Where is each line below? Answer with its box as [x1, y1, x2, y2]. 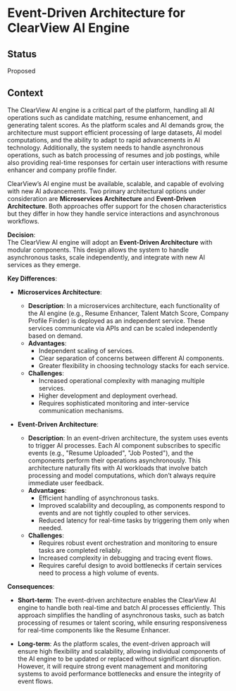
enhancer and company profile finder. [7, 166, 118, 174]
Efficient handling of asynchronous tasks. [38, 494, 159, 502]
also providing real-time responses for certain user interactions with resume [7, 158, 228, 166]
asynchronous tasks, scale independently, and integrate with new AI [7, 252, 206, 262]
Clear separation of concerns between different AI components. [38, 354, 224, 362]
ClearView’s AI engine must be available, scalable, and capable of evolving [7, 179, 224, 188]
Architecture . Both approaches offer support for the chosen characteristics [7, 202, 227, 210]
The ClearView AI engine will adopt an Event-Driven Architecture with [7, 238, 213, 246]
